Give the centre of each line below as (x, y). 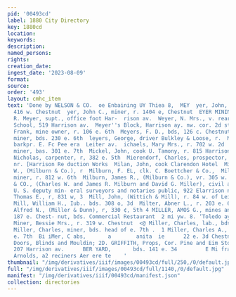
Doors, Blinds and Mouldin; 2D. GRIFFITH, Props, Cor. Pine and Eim (116, 243)
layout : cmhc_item (34, 99)
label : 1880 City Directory (48, 20)
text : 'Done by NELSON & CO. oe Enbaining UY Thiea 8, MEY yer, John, (118, 106)
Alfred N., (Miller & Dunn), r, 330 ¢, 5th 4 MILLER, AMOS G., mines (117, 210)
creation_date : (29, 66)
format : (19, 79)
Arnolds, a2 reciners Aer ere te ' (71, 256)
